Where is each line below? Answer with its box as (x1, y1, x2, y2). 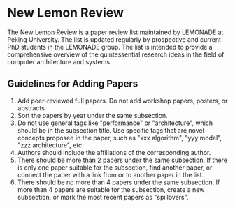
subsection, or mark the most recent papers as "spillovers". (17, 193, 189, 201)
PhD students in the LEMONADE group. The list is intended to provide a (7, 43, 213, 51)
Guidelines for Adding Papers (7, 78, 138, 90)
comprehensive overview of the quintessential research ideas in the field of (7, 50, 225, 59)
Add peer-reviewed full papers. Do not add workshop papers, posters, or (17, 96, 228, 105)
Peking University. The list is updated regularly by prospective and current (7, 35, 222, 43)
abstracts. (17, 103, 47, 112)
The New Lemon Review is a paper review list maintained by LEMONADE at (7, 28, 224, 36)
